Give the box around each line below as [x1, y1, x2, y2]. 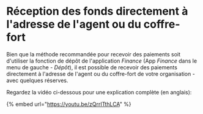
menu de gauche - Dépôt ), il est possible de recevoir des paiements [6, 63, 177, 71]
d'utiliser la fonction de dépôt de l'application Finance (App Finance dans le [6, 57, 197, 64]
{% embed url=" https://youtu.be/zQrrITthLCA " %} [6, 100, 131, 108]
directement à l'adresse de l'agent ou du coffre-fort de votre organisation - [6, 70, 196, 77]
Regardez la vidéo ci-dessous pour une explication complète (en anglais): [6, 88, 192, 96]
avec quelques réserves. [6, 77, 68, 84]
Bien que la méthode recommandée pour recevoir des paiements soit [6, 50, 181, 58]
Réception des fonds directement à [6, 4, 188, 18]
